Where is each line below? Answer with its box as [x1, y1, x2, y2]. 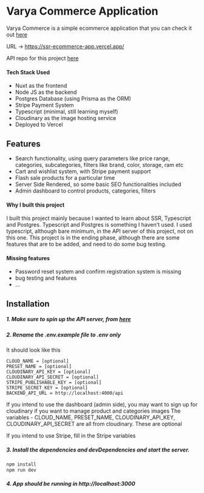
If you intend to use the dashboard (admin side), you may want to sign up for [6, 401, 198, 408]
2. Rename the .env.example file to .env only [6, 331, 121, 338]
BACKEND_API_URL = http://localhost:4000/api [6, 390, 123, 397]
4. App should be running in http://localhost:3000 [6, 480, 135, 488]
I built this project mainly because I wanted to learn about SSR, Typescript [6, 215, 191, 222]
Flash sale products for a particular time [15, 174, 115, 181]
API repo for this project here [6, 54, 79, 62]
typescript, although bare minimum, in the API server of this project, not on [6, 227, 194, 235]
